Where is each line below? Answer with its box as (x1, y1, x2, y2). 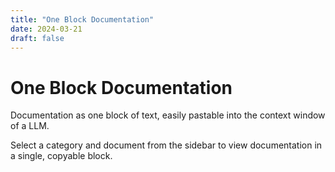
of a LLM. (10, 120, 50, 132)
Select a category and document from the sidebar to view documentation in (10, 139, 323, 151)
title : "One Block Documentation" (10, 14, 155, 25)
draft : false (10, 33, 65, 43)
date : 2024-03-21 (10, 24, 83, 34)
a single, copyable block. (10, 150, 113, 162)
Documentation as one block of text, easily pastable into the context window (10, 109, 326, 121)
